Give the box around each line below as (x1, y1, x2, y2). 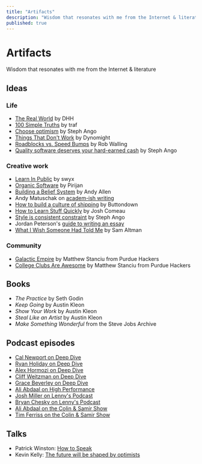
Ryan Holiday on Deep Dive (14, 360, 83, 367)
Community (6, 242, 41, 250)
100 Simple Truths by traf (14, 121, 78, 128)
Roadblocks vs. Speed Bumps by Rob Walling (14, 141, 127, 147)
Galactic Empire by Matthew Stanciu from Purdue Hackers (14, 255, 159, 262)
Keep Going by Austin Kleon (14, 301, 85, 308)
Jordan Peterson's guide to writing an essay (14, 220, 124, 227)
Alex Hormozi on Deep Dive (14, 367, 84, 374)
